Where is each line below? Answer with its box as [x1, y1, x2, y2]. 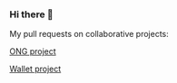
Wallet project [9, 63, 62, 75]
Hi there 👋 [9, 8, 54, 21]
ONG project [9, 46, 56, 57]
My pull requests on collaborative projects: [9, 29, 170, 40]
